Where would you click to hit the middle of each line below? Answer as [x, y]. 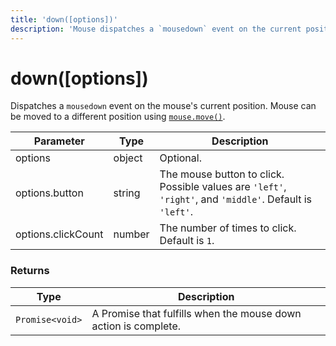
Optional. [180, 158]
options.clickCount [59, 234]
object [128, 158]
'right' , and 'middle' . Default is [236, 199]
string [127, 193]
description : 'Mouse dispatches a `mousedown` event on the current [156, 29]
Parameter [59, 141]
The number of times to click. [228, 228]
